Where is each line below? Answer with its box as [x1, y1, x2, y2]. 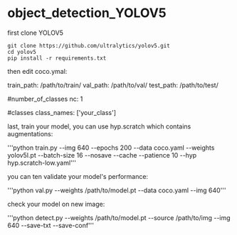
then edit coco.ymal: [7, 67, 68, 75]
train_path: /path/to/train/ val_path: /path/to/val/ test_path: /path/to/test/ [7, 80, 218, 89]
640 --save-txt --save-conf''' [7, 221, 95, 229]
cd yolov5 [7, 48, 37, 55]
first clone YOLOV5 [7, 28, 64, 37]
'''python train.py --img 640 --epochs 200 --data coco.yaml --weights [7, 143, 215, 152]
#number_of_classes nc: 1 [7, 94, 83, 103]
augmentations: [7, 129, 53, 138]
